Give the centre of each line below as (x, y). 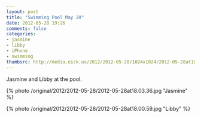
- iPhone (17, 51)
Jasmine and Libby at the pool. (44, 79)
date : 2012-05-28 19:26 (36, 23)
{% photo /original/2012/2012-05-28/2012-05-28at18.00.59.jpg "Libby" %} (98, 108)
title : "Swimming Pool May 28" (45, 17)
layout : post (22, 12)
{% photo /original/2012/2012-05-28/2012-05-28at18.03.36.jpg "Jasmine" (97, 90)
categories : (21, 34)
